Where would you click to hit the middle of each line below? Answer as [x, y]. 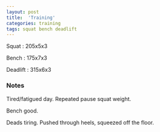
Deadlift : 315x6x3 [29, 70]
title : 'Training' [31, 18]
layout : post [23, 12]
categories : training [34, 23]
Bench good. [22, 111]
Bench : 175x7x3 [27, 58]
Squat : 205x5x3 [27, 46]
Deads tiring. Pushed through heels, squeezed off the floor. [80, 122]
